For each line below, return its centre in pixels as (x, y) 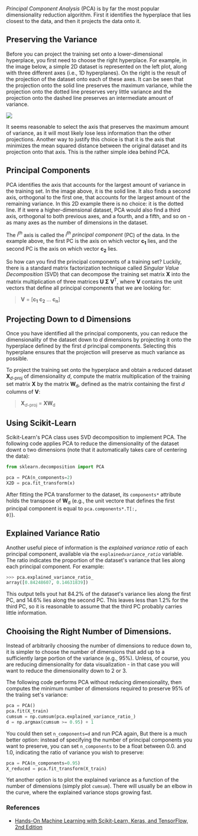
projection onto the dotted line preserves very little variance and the (89, 92)
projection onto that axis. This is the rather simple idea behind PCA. (88, 152)
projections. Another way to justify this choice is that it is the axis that (91, 139)
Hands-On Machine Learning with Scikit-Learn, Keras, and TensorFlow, (101, 821)
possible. (17, 359)
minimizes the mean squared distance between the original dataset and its (97, 145)
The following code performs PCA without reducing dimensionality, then (94, 682)
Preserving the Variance (52, 40)
